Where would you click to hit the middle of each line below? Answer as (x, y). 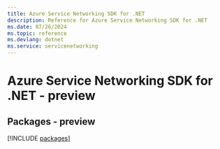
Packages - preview (51, 121)
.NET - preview (51, 96)
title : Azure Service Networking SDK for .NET (76, 14)
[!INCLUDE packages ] (39, 138)
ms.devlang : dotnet (36, 40)
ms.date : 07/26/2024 (37, 27)
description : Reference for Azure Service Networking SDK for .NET (108, 20)
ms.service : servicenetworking (53, 46)
